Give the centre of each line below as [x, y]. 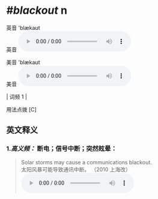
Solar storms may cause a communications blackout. [86, 162]
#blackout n [37, 10]
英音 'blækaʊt [23, 28]
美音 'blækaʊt [23, 62]
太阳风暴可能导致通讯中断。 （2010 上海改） [76, 169]
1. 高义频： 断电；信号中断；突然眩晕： [62, 149]
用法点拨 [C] [22, 109]
